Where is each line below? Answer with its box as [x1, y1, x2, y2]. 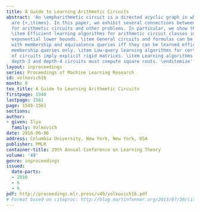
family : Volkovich [11, 125, 58, 131]
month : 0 [6, 81, 28, 87]
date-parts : [11, 169, 42, 175]
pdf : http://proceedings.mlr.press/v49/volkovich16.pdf [6, 191, 148, 197]
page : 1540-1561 [6, 102, 46, 109]
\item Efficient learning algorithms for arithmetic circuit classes [11, 31, 187, 37]
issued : [6, 163, 26, 169]
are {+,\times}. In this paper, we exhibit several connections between [11, 20, 196, 26]
